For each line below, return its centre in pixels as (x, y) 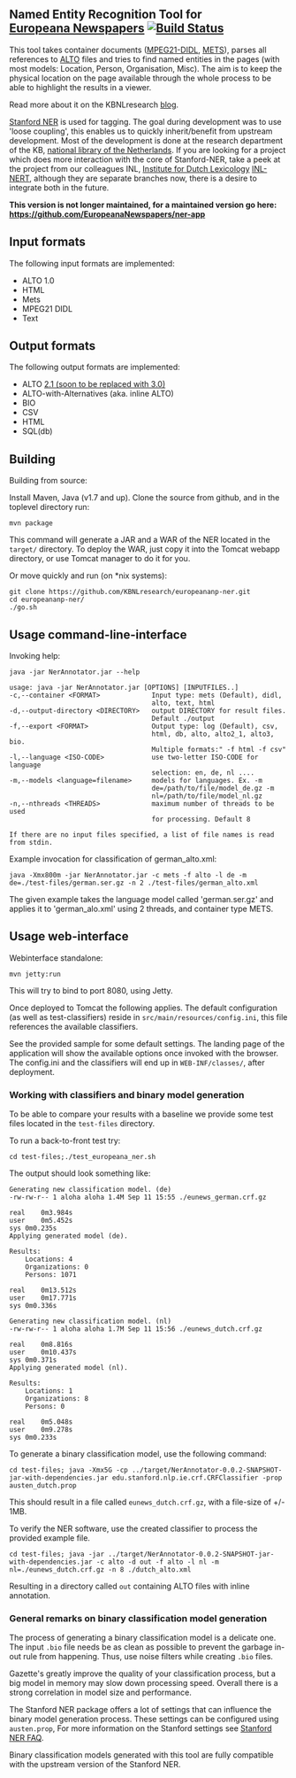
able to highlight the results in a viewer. (80, 87)
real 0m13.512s (43, 1291)
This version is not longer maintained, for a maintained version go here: (143, 205)
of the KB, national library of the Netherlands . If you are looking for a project (148, 150)
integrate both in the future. (59, 187)
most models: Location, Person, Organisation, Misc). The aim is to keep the (146, 68)
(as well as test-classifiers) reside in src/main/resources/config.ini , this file (148, 1017)
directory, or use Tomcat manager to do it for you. (100, 559)
